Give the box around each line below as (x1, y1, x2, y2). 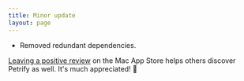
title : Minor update (8, 11, 77, 20)
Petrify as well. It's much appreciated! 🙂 (8, 64, 138, 73)
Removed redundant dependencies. (19, 40, 137, 50)
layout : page (8, 19, 51, 27)
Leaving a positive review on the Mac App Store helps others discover (8, 56, 236, 65)
